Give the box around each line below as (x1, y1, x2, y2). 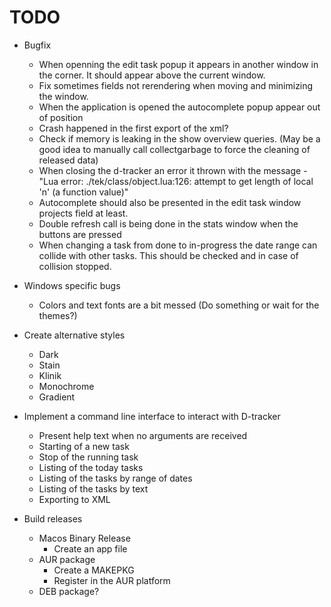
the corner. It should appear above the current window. (38, 69, 266, 81)
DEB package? (38, 585, 100, 597)
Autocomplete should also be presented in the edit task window (38, 196, 302, 208)
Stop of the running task (38, 451, 139, 463)
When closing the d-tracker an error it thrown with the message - (38, 164, 308, 176)
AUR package (38, 553, 96, 565)
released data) (38, 154, 99, 166)
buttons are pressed (38, 228, 122, 240)
